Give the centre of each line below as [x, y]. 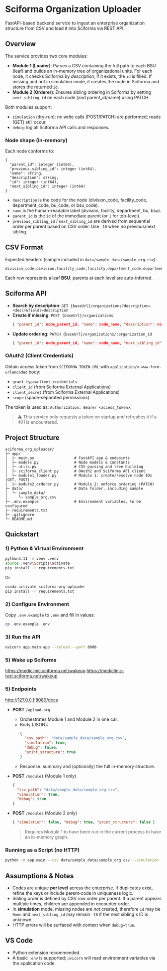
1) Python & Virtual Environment [44, 548]
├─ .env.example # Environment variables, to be [73, 501]
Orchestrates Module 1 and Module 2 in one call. [69, 719]
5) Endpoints [21, 689]
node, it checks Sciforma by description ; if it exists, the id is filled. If [82, 76]
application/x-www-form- [136, 367]
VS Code [19, 941]
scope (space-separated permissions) [51, 397]
